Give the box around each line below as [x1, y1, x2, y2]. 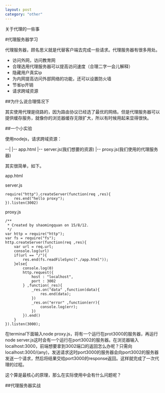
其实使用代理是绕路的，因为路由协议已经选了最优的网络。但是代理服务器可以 [5, 109, 160, 114]
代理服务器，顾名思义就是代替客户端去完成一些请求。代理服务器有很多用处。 [5, 47, 160, 53]
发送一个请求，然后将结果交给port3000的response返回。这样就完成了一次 [5, 355, 155, 361]
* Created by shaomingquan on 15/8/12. [7, 223, 89, 227]
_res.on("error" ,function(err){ [31, 300, 100, 305]
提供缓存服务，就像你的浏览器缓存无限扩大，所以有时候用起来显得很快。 [5, 115, 151, 121]
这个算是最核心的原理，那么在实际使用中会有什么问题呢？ [5, 372, 121, 378]
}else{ [14, 261, 27, 266]
